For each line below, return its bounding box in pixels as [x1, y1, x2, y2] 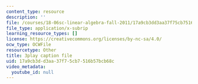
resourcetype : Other [6, 47, 57, 53]
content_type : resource [6, 8, 65, 15]
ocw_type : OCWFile [6, 42, 51, 48]
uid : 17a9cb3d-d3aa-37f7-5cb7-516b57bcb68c [6, 58, 115, 64]
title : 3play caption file [6, 53, 72, 59]
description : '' [6, 14, 46, 20]
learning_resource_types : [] [6, 31, 78, 37]
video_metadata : [6, 63, 46, 70]
